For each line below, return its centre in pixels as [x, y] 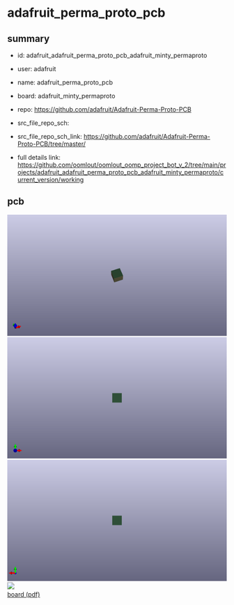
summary [29, 39]
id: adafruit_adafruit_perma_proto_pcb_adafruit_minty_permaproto [112, 55]
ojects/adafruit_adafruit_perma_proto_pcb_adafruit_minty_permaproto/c [120, 172]
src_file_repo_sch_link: [49, 136]
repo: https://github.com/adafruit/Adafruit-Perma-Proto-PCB [104, 109]
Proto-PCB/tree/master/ [51, 144]
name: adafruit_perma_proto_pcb [65, 82]
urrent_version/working [50, 180]
